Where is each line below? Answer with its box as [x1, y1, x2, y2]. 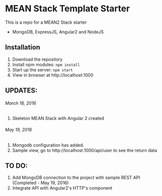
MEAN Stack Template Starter [5, 3, 130, 14]
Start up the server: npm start [12, 67, 73, 73]
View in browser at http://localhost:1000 [12, 72, 94, 78]
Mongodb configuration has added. [12, 142, 85, 148]
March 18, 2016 [5, 100, 36, 106]
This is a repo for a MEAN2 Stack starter [5, 19, 87, 25]
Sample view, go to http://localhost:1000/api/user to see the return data [12, 147, 158, 153]
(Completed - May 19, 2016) [12, 180, 69, 186]
